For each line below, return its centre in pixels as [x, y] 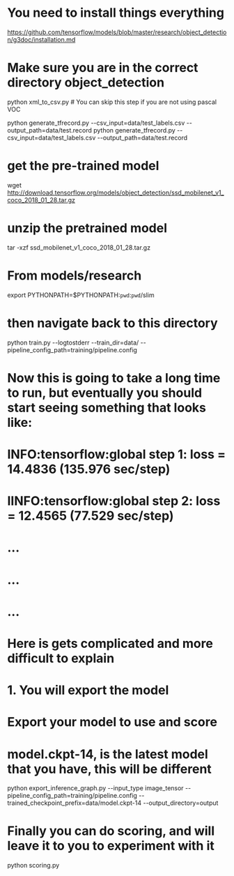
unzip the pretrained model [87, 228]
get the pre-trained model [83, 166]
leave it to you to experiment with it [111, 846]
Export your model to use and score [112, 722]
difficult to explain [61, 658]
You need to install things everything [116, 13]
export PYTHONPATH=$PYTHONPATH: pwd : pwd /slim [81, 295]
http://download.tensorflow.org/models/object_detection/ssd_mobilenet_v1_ [116, 192]
